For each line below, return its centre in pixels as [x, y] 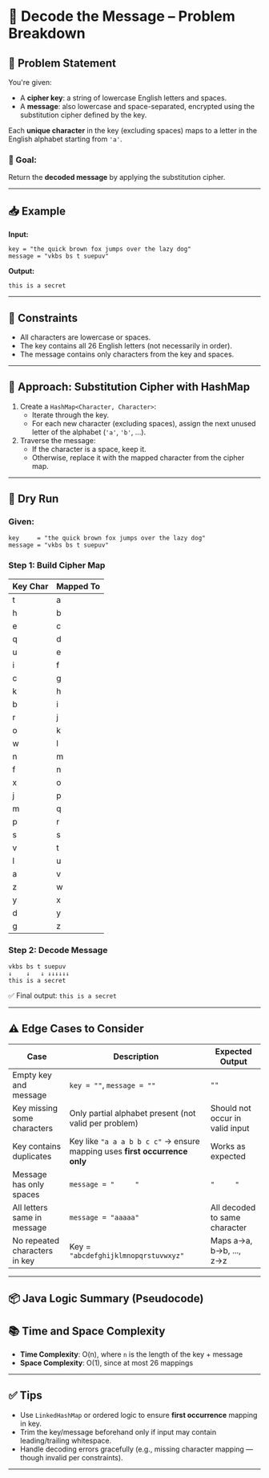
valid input [230, 1128]
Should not [231, 1108]
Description [136, 1057]
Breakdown [47, 33]
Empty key [32, 1075]
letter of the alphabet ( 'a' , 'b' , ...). [89, 432]
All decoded [233, 1207]
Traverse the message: [58, 440]
